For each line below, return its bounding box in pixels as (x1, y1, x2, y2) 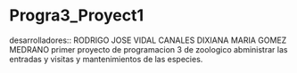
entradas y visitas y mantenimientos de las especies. (9, 53, 203, 64)
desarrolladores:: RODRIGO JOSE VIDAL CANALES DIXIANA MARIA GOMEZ (9, 35, 287, 45)
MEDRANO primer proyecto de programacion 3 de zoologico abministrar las (9, 44, 288, 54)
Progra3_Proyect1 (9, 5, 144, 26)
